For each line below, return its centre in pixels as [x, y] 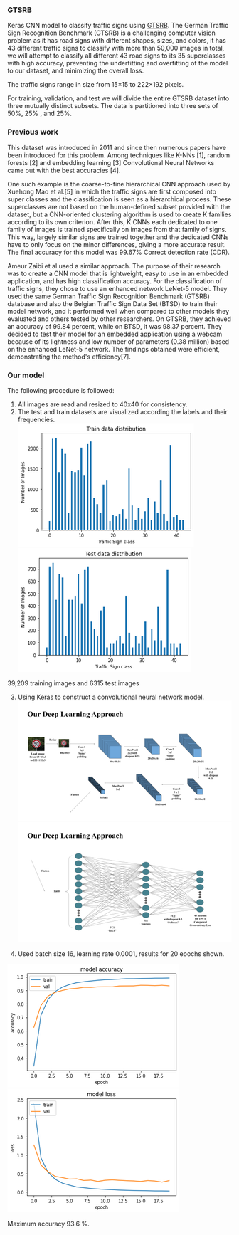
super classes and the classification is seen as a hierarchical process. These [119, 199]
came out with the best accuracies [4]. [64, 170]
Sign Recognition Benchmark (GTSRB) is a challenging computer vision [111, 33]
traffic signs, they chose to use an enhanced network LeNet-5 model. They [117, 288]
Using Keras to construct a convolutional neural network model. [111, 697]
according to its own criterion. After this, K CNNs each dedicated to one [113, 221]
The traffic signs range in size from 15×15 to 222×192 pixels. [96, 85]
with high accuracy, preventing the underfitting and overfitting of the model [118, 63]
